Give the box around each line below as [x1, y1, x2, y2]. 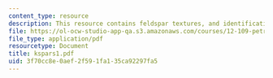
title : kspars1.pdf [8, 50, 75, 58]
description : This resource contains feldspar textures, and [8, 19, 220, 28]
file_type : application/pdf [8, 34, 104, 43]
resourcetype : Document [8, 42, 89, 50]
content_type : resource [8, 11, 89, 20]
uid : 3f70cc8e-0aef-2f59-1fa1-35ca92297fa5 [8, 58, 158, 66]
